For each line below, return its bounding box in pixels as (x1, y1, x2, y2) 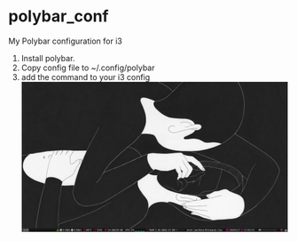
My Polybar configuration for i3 (8, 36, 123, 46)
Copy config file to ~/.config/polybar (20, 62, 155, 73)
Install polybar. (20, 52, 75, 63)
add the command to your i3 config (20, 71, 151, 82)
